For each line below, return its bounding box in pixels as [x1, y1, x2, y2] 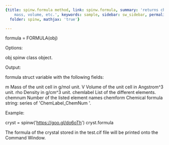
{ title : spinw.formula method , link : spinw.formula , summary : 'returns [5, 7, 158, 13]
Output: [5, 64, 21, 71]
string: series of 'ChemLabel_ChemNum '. [5, 100, 92, 106]
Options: [5, 45, 23, 51]
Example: [5, 110, 25, 116]
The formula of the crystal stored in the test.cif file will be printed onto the [5, 129, 158, 135]
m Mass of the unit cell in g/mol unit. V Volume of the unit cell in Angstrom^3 [5, 84, 163, 90]
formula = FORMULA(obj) [5, 35, 58, 41]
